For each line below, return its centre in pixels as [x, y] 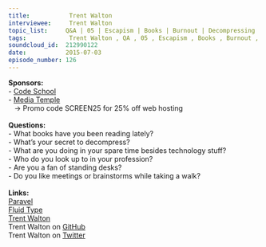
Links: [19, 193]
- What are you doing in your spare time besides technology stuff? [117, 150]
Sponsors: [26, 82]
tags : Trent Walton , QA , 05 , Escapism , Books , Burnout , [134, 38]
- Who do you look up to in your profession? [81, 159]
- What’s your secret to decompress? [69, 142]
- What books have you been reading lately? [81, 133]
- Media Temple [34, 100]
